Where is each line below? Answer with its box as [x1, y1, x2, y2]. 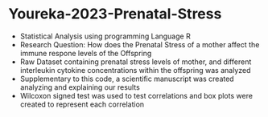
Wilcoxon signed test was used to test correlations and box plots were [19, 91, 254, 100]
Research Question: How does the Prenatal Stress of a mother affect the [19, 39, 260, 49]
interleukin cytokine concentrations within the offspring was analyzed [19, 65, 251, 75]
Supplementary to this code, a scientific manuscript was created [19, 74, 235, 83]
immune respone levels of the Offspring [19, 48, 152, 58]
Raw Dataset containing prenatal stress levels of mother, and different [19, 57, 252, 67]
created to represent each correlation [19, 99, 145, 109]
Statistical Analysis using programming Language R [19, 31, 191, 41]
